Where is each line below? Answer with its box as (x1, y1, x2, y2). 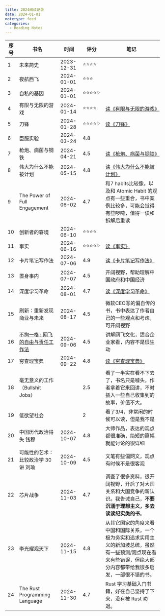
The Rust (19, 585, 40, 592)
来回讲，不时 (125, 385, 155, 391)
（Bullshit (19, 385, 41, 391)
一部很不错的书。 (115, 571, 155, 578)
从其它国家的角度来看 (105, 519, 155, 526)
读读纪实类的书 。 (105, 510, 145, 517)
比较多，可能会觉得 (110, 202, 155, 209)
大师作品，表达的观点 (105, 425, 155, 432)
